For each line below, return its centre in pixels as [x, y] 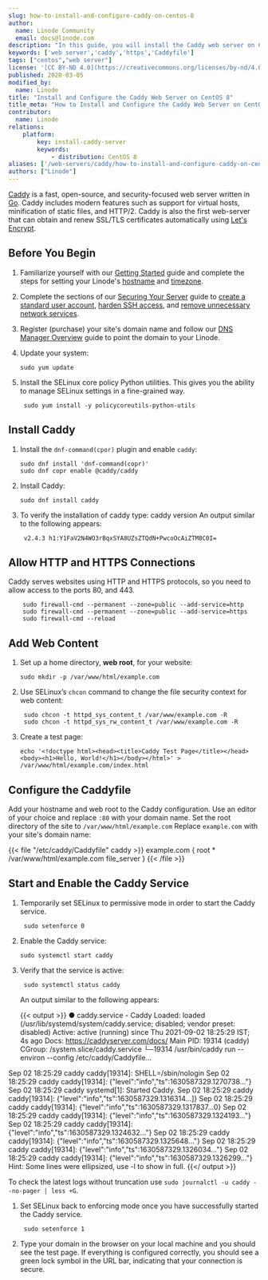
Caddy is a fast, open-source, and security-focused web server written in [129, 194]
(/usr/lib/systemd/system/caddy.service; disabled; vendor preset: [127, 1024]
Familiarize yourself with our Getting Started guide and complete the [132, 272]
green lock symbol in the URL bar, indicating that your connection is [131, 1260]
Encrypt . [22, 228]
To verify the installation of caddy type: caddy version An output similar [137, 515]
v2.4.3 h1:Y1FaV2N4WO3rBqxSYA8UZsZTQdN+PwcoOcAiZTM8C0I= [120, 538]
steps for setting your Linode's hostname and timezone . [111, 281]
